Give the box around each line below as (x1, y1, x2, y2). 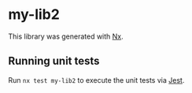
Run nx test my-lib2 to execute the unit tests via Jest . (8, 75, 185, 84)
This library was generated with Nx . (8, 32, 124, 41)
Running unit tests (8, 54, 100, 68)
